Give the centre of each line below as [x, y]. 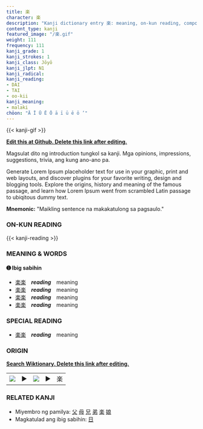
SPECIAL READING [34, 321]
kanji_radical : [25, 74]
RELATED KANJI [31, 398]
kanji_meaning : [25, 102]
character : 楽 [24, 18]
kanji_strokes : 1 [28, 57]
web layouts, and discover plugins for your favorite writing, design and [94, 178]
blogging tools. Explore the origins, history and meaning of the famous [94, 184]
